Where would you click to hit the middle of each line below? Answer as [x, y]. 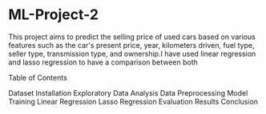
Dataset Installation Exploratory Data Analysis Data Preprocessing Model [128, 92]
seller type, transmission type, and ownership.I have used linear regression [132, 53]
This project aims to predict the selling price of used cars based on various [132, 37]
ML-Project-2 [53, 15]
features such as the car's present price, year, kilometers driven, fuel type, [131, 45]
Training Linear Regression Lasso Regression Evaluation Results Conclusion [133, 101]
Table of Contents [38, 77]
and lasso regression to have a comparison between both [103, 62]
